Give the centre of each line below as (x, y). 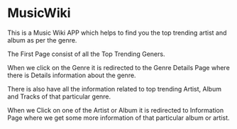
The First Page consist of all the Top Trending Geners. (86, 54)
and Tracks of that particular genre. (59, 96)
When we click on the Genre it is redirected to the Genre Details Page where (119, 67)
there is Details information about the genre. (72, 75)
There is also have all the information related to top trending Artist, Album (115, 89)
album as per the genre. (42, 40)
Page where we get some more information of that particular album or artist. (118, 118)
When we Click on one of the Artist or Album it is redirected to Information (116, 110)
